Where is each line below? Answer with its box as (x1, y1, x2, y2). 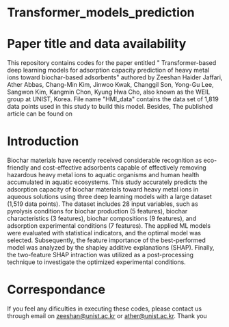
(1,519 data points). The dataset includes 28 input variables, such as (7, 200, 198, 208)
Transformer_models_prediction (7, 5, 195, 21)
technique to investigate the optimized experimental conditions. (7, 258, 186, 266)
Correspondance (7, 282, 106, 298)
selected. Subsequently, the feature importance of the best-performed (7, 236, 206, 244)
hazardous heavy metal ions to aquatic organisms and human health (7, 171, 200, 179)
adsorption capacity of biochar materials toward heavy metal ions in (7, 185, 199, 194)
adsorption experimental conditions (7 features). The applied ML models (7, 222, 211, 230)
